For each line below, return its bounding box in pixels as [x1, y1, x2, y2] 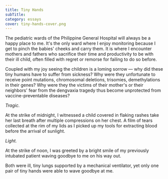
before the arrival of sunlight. [5, 128, 65, 134]
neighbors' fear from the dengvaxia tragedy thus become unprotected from [5, 87, 161, 93]
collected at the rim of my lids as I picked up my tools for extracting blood [5, 123, 157, 129]
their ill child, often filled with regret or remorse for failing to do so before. [5, 56, 157, 63]
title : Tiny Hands [5, 7, 44, 13]
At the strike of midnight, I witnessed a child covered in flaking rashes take [5, 112, 159, 118]
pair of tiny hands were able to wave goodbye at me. [5, 168, 114, 174]
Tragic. [5, 102, 20, 108]
